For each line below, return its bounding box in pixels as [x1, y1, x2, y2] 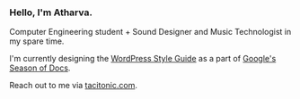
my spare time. [9, 36, 65, 46]
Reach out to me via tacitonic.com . [9, 80, 137, 91]
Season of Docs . [9, 62, 71, 73]
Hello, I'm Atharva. [9, 6, 93, 19]
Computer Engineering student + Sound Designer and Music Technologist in [9, 27, 292, 37]
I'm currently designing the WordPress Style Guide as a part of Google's [9, 54, 277, 64]
